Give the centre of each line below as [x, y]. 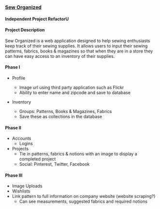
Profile [19, 78]
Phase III [14, 175]
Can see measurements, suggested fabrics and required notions [83, 201]
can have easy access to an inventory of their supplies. [60, 56]
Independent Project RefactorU [37, 19]
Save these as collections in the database [61, 116]
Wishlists [21, 191]
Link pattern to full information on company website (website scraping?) [84, 196]
